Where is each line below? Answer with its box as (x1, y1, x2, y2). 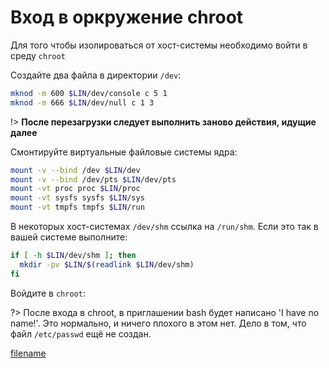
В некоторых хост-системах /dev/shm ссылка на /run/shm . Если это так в (10, 221, 319, 233)
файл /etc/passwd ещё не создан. (10, 327, 152, 340)
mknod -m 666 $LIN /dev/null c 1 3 (10, 97, 155, 108)
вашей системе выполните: (10, 231, 128, 243)
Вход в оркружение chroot (10, 6, 244, 29)
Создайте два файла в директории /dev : (10, 69, 182, 81)
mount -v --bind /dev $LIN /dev (10, 165, 141, 175)
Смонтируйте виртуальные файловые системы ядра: (10, 146, 238, 158)
